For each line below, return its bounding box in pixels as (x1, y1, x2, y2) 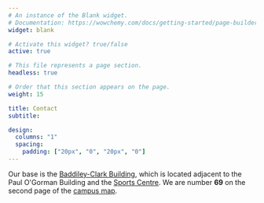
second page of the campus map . (8, 186, 118, 195)
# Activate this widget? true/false (8, 40, 128, 48)
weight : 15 (8, 90, 44, 98)
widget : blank (8, 26, 55, 34)
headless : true (8, 69, 58, 77)
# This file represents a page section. (8, 62, 143, 70)
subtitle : (8, 111, 41, 120)
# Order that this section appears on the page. (8, 83, 170, 91)
